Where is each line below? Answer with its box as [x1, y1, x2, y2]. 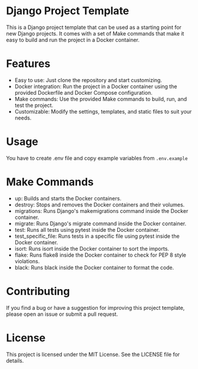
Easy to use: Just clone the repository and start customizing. [14, 76, 162, 83]
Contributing [6, 284, 70, 298]
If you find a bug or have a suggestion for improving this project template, [6, 304, 185, 311]
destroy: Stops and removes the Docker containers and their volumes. [14, 201, 185, 208]
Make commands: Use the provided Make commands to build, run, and [14, 95, 187, 102]
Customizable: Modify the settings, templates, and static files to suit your [14, 108, 192, 115]
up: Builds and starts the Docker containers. [14, 195, 122, 202]
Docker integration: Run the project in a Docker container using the [14, 83, 177, 90]
